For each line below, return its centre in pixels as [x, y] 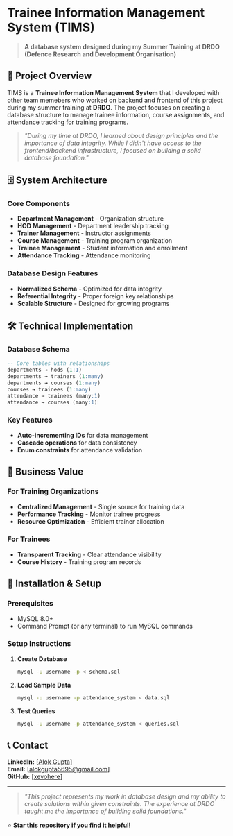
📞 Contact [28, 745]
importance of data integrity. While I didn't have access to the [113, 143]
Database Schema [39, 350]
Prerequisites [30, 604]
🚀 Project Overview [50, 76]
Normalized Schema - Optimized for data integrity [89, 289]
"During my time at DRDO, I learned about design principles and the [121, 135]
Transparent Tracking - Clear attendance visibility [89, 554]
